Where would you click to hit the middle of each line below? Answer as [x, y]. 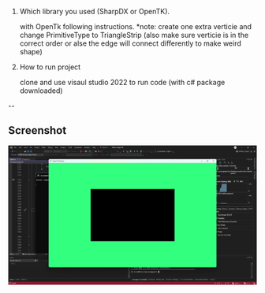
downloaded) [41, 91]
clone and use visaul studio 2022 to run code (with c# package [122, 82]
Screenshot [37, 130]
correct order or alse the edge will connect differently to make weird [131, 43]
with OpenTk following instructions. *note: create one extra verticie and [136, 26]
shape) [31, 52]
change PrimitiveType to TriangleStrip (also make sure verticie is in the [134, 35]
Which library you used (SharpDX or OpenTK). [95, 11]
